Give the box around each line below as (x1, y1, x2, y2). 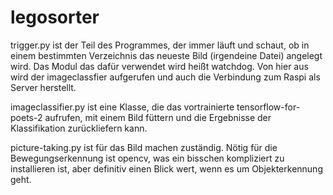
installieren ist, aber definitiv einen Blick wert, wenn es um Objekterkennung (10, 162, 323, 175)
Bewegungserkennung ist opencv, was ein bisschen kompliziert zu (10, 152, 285, 164)
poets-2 (10, 111, 43, 123)
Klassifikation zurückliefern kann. (10, 122, 148, 134)
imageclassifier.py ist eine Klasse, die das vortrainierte (10, 101, 235, 113)
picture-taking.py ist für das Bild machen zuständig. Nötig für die (10, 141, 278, 153)
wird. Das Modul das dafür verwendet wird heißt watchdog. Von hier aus (10, 60, 309, 72)
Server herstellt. (10, 81, 77, 93)
